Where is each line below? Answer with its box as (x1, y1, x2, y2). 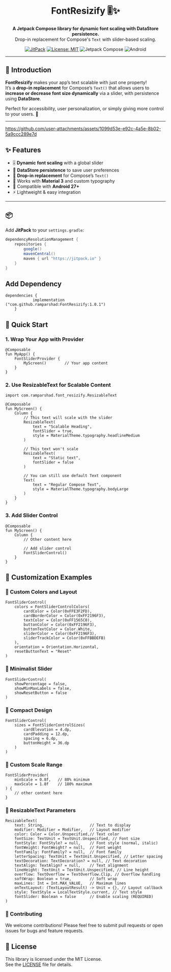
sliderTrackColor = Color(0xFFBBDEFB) (23, 636, 106, 641)
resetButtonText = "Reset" (14, 649, 72, 654)
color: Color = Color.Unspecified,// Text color (14, 832, 120, 837)
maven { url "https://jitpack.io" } (23, 256, 101, 261)
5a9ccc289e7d (5, 131, 37, 137)
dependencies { (5, 293, 38, 298)
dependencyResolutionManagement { (5, 237, 79, 242)
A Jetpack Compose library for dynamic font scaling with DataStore (12, 25, 159, 32)
